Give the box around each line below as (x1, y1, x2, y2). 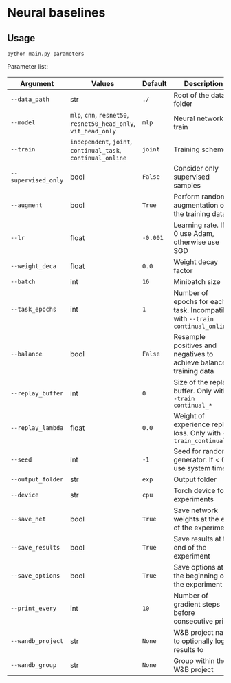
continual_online (69, 154, 127, 162)
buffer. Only (173, 387, 212, 395)
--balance (10, 350, 43, 358)
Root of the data (173, 91, 225, 100)
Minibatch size (173, 277, 221, 286)
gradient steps (173, 600, 221, 609)
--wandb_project (10, 638, 64, 644)
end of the (173, 543, 207, 552)
